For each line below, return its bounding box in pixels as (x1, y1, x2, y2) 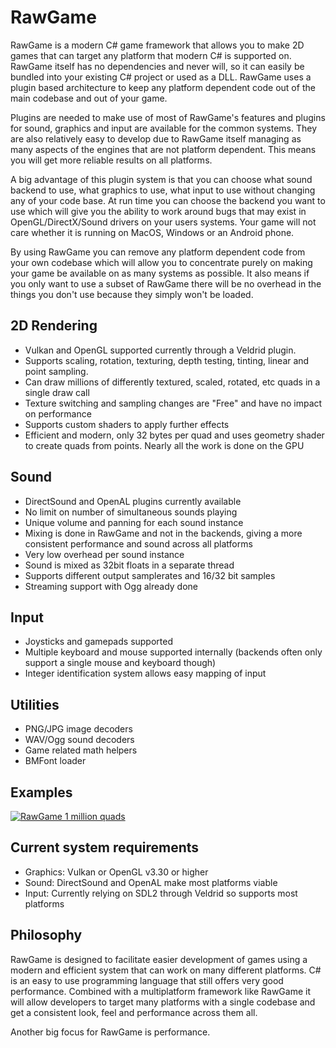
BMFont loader (24, 755, 87, 767)
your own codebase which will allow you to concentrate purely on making (10, 256, 313, 268)
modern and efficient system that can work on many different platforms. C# (10, 964, 322, 976)
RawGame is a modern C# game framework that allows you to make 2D (10, 39, 305, 51)
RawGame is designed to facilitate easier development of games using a (10, 953, 308, 965)
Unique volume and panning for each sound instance (24, 516, 244, 528)
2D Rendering (10, 317, 98, 335)
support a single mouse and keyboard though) (24, 657, 217, 669)
